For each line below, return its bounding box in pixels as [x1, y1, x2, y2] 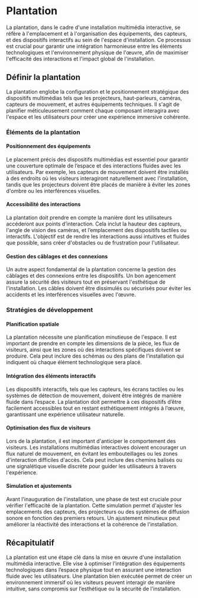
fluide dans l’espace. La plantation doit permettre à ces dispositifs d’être [6, 398, 181, 405]
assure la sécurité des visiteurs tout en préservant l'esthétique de [6, 278, 165, 285]
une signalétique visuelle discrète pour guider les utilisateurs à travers [6, 462, 177, 470]
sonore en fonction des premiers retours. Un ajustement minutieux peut [6, 515, 180, 522]
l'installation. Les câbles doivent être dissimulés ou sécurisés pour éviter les [6, 285, 191, 292]
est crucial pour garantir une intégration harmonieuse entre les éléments [6, 43, 183, 50]
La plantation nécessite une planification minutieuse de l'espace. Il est [6, 333, 177, 341]
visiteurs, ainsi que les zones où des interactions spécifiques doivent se [6, 346, 181, 353]
